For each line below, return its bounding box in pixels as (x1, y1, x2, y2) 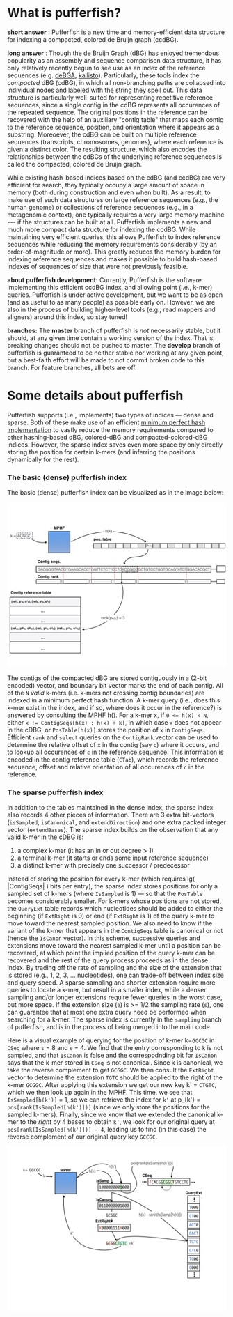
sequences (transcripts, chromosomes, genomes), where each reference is (7, 137, 224, 146)
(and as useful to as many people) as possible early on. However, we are (7, 298, 216, 306)
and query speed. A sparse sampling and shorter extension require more (7, 978, 216, 987)
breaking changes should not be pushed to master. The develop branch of (7, 341, 221, 349)
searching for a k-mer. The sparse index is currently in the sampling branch (7, 1015, 223, 1024)
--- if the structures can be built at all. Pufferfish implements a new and (7, 217, 211, 226)
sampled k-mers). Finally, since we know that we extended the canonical (7, 1110, 216, 1119)
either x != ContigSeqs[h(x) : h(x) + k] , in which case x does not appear (7, 718, 222, 727)
